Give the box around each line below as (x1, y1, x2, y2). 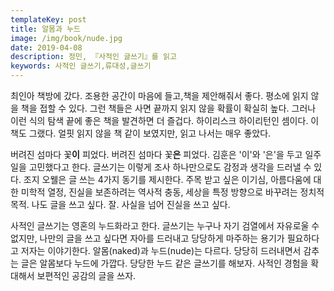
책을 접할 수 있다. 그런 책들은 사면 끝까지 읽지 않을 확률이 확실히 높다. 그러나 (20, 102, 317, 114)
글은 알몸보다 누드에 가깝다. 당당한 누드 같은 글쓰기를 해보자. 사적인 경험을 (20, 257, 309, 269)
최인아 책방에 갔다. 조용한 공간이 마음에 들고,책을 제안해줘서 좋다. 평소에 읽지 (10, 90, 309, 101)
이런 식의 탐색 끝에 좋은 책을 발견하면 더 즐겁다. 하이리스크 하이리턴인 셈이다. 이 (10, 115, 320, 126)
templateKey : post (10, 14, 87, 25)
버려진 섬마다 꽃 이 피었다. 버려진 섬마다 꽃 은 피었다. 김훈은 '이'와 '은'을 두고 (10, 149, 303, 160)
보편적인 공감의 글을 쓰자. (36, 270, 137, 281)
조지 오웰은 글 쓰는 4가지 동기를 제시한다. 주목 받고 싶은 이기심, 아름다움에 (23, 174, 312, 185)
